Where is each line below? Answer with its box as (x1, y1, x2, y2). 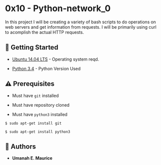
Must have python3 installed (12, 111, 68, 117)
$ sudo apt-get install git (5, 121, 62, 126)
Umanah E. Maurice (12, 155, 52, 161)
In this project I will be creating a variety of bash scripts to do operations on (5, 19, 156, 25)
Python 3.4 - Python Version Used (12, 66, 81, 71)
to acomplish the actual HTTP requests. (5, 29, 84, 35)
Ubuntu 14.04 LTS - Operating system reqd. (12, 56, 99, 62)
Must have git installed (12, 93, 59, 99)
